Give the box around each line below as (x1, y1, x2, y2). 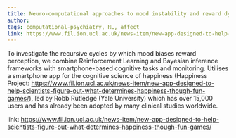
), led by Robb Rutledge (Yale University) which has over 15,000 (29, 94, 213, 103)
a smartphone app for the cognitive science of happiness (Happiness (7, 72, 208, 80)
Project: (7, 79, 30, 88)
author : (7, 17, 30, 24)
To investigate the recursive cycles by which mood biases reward (7, 49, 197, 58)
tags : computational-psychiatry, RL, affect (7, 23, 140, 30)
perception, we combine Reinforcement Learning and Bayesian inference (7, 57, 218, 65)
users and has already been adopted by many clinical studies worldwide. (7, 101, 218, 110)
